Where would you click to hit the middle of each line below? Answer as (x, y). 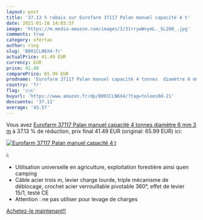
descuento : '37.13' (31, 102)
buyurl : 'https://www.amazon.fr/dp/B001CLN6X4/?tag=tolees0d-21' (90, 96)
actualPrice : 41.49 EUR (36, 57)
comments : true (25, 34)
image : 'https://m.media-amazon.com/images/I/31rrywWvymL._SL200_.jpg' (98, 29)
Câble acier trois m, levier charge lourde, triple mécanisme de (92, 180)
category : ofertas (29, 40)
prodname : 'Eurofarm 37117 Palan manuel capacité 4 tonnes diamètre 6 (98, 79)
